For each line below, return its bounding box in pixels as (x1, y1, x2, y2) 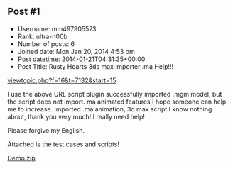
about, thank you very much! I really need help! (7, 112, 146, 121)
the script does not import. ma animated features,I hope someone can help (7, 97, 227, 106)
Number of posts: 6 (17, 39, 75, 48)
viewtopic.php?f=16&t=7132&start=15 (7, 76, 116, 84)
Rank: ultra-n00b (17, 32, 68, 40)
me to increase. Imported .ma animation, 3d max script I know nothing (7, 104, 212, 113)
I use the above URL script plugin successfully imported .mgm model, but (7, 89, 222, 98)
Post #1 (7, 6, 40, 18)
